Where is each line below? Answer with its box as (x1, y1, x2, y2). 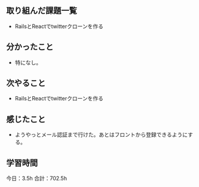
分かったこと (6, 42, 54, 52)
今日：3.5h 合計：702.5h (6, 175, 68, 182)
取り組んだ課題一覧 (6, 5, 77, 16)
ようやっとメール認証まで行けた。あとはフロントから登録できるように (14, 131, 188, 139)
